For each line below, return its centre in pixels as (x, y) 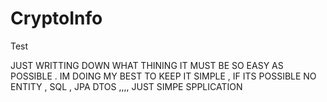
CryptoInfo (56, 18)
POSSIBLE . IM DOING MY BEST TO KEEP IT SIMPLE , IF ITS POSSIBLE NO (163, 76)
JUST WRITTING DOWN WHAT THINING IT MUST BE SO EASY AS (147, 65)
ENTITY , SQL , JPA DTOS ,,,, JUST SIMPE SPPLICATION (126, 86)
